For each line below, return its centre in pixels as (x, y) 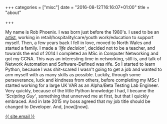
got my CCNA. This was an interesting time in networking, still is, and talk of (83, 59)
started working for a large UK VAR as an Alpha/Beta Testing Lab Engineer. (82, 85)
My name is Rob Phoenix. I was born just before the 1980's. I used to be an (82, 32)
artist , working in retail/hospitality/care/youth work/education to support (79, 37)
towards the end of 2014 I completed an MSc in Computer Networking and (82, 53)
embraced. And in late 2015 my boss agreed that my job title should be (78, 101)
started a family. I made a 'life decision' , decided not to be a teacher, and (80, 48)
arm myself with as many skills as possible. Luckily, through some (73, 75)
